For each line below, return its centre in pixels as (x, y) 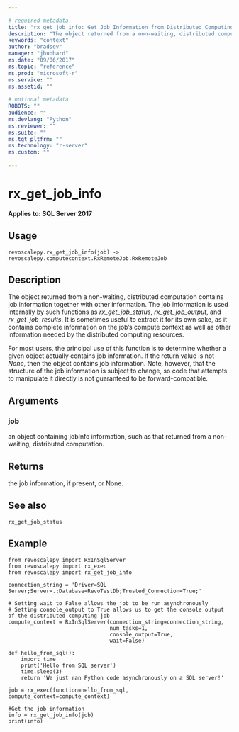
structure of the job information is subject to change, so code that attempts (118, 371)
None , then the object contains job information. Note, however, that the (112, 364)
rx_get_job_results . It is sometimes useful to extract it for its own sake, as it (118, 320)
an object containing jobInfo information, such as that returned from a (110, 437)
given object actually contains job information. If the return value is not (111, 356)
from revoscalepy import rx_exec (57, 566)
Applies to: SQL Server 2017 (50, 213)
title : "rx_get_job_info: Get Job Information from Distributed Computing (121, 27)
